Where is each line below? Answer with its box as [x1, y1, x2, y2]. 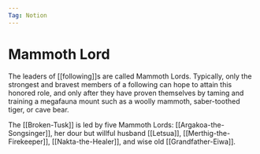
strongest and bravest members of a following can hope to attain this [8, 79, 232, 89]
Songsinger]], [8, 128, 53, 137]
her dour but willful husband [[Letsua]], [54, 128, 182, 137]
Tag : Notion [8, 11, 47, 20]
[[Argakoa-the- [175, 119, 225, 130]
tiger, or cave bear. [8, 104, 69, 114]
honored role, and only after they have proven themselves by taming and [8, 88, 244, 97]
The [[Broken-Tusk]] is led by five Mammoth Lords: [8, 119, 174, 130]
